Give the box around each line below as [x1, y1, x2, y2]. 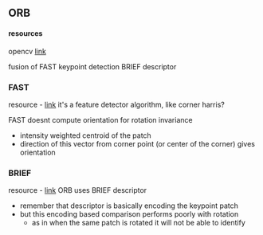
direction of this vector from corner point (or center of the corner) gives [19, 139, 255, 148]
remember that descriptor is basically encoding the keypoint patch [19, 201, 239, 210]
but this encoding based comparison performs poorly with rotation [19, 210, 239, 219]
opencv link [8, 46, 46, 56]
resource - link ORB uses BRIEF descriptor [8, 186, 147, 195]
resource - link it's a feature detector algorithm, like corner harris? [8, 100, 225, 109]
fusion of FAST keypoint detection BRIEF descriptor [8, 61, 177, 71]
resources [8, 28, 43, 38]
